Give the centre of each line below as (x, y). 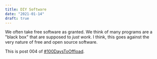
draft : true (17, 18)
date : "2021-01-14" (25, 14)
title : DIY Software (26, 9)
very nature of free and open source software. (52, 42)
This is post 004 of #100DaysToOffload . (45, 51)
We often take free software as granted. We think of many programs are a (79, 32)
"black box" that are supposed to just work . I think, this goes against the (77, 37)
